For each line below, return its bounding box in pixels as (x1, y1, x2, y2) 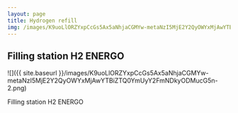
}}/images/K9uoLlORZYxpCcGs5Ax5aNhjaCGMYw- (58, 69, 209, 77)
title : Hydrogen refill (7, 17, 78, 24)
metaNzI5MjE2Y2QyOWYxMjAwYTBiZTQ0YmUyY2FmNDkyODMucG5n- (7, 76, 218, 85)
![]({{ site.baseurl (7, 69, 57, 77)
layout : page (7, 10, 46, 18)
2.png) (7, 84, 27, 92)
